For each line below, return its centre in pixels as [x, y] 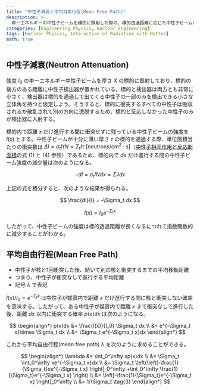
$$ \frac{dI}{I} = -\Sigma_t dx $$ [100, 200]
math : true [20, 39]
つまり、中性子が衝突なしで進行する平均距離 [69, 277]
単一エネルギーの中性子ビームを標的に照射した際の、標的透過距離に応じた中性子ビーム [102, 23]
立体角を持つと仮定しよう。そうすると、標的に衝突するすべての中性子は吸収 [100, 104]
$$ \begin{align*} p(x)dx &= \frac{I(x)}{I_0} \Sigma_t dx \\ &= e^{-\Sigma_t [100, 325]
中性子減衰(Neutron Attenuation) [68, 65]
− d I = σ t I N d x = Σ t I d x [100, 175]
